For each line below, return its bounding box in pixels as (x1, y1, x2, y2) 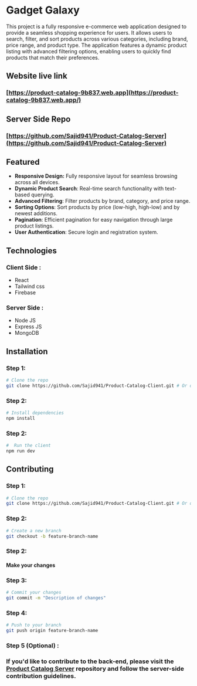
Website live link (6, 71, 67, 81)
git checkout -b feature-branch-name (6, 533, 98, 539)
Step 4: (6, 609, 28, 617)
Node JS (14, 317, 36, 324)
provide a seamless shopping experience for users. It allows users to (6, 29, 172, 36)
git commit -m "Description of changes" (6, 595, 107, 601)
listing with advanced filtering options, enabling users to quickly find (6, 47, 171, 55)
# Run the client (6, 443, 51, 449)
